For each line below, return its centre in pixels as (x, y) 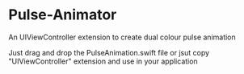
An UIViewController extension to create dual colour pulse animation (122, 37)
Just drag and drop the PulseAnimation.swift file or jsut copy (109, 52)
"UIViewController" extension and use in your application (103, 61)
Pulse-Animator (63, 15)
